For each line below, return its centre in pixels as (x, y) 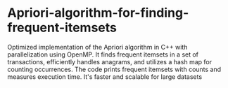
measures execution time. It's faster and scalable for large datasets (105, 76)
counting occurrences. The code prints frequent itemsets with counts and (114, 69)
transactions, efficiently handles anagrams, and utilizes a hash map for (110, 61)
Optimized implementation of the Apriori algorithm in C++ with (97, 47)
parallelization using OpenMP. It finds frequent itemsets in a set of (103, 54)
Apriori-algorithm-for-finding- (98, 13)
